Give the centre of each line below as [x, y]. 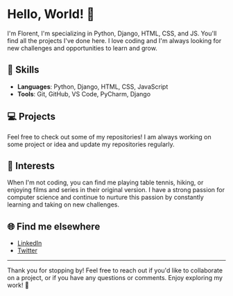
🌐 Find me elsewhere [54, 226]
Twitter [27, 251]
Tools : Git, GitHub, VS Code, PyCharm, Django [84, 94]
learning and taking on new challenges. [63, 204]
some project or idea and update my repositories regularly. [91, 144]
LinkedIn [29, 243]
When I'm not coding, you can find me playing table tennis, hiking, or [105, 182]
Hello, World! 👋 [51, 14]
